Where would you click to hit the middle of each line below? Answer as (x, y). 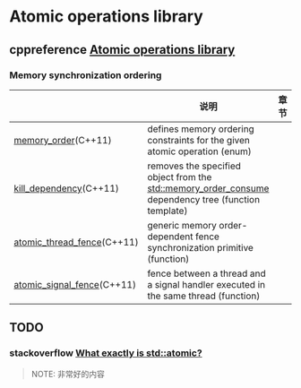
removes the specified (194, 166)
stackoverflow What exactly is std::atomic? (106, 353)
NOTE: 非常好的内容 (68, 374)
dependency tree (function (204, 199)
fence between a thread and (206, 273)
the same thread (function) (204, 296)
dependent (170, 237)
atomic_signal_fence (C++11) (75, 284)
